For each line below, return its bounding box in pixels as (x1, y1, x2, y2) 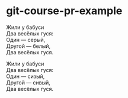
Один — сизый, (6, 73, 45, 80)
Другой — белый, (6, 43, 51, 50)
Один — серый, (6, 36, 46, 43)
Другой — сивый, (6, 79, 50, 86)
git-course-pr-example (6, 4, 123, 18)
